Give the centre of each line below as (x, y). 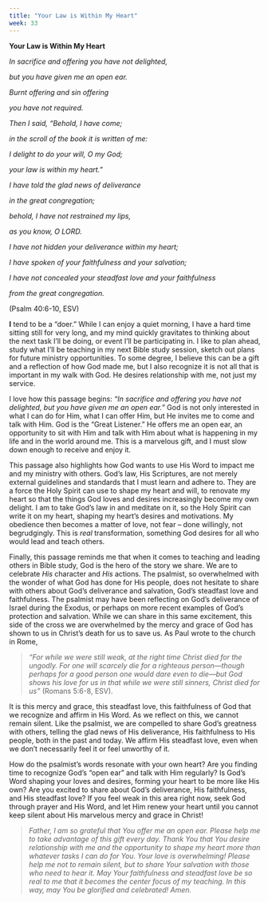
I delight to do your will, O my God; (66, 154)
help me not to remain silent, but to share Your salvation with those (139, 864)
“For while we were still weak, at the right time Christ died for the (135, 657)
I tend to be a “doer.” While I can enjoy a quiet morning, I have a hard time (130, 324)
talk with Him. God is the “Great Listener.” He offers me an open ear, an (126, 424)
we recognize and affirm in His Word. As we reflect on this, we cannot (124, 715)
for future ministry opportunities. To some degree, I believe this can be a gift (134, 358)
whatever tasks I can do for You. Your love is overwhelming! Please (139, 856)
